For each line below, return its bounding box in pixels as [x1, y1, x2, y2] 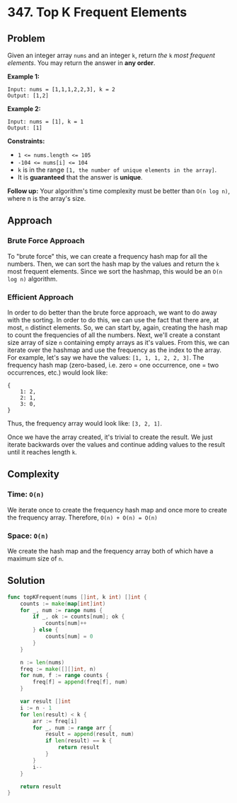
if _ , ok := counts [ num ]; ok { [33, 613, 125, 621]
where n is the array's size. [7, 194, 86, 202]
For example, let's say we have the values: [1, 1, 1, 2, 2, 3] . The [7, 353, 204, 361]
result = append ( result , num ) [45, 731, 134, 738]
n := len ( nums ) [20, 659, 65, 666]
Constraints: [7, 137, 45, 145]
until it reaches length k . [7, 447, 78, 456]
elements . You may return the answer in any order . [7, 59, 156, 67]
